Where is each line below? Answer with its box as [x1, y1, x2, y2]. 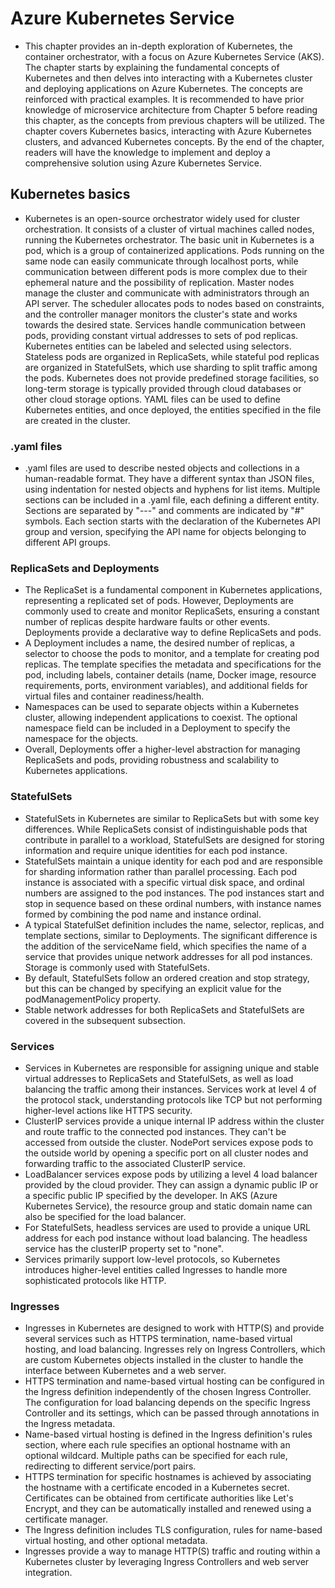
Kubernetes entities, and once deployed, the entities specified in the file [24, 403, 322, 416]
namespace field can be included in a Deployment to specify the [24, 722, 291, 734]
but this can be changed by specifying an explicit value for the [24, 982, 282, 994]
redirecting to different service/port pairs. [24, 1460, 197, 1472]
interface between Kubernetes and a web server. [24, 1365, 227, 1377]
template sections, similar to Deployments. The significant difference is [24, 929, 318, 941]
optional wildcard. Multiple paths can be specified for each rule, [24, 1450, 288, 1462]
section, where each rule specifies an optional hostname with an [24, 1439, 291, 1451]
